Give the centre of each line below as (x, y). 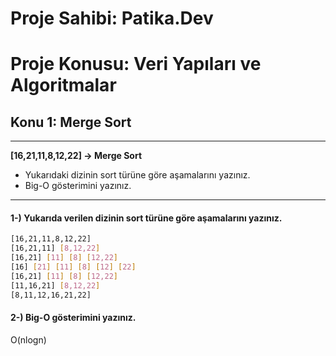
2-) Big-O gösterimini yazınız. (73, 318)
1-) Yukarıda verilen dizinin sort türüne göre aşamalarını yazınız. (146, 218)
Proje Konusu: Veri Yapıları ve (136, 64)
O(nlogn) (28, 339)
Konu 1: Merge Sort (71, 122)
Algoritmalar (63, 85)
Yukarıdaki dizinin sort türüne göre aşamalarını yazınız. (137, 175)
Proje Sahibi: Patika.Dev (112, 18)
